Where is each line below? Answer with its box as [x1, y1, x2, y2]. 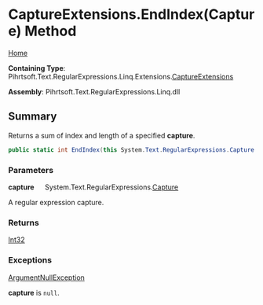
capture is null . [8, 288, 60, 297]
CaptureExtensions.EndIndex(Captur [8, 6, 255, 24]
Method [24, 22, 77, 40]
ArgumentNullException [8, 273, 85, 282]
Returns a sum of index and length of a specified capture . [8, 130, 195, 140]
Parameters [8, 164, 53, 175]
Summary [8, 110, 57, 123]
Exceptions [8, 255, 53, 266]
